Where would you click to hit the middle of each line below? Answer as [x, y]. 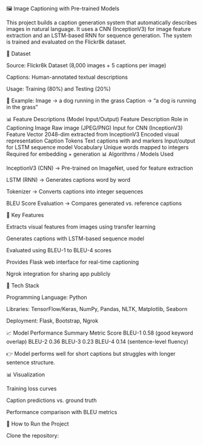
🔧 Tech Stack [23, 286]
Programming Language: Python [47, 297]
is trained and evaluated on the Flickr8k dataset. [66, 42]
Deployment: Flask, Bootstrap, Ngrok [52, 321]
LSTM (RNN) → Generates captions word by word [68, 180]
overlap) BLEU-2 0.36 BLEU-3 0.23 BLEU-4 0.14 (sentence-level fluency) [98, 342]
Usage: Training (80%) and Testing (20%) [58, 89]
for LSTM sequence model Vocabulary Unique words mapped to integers [98, 147]
